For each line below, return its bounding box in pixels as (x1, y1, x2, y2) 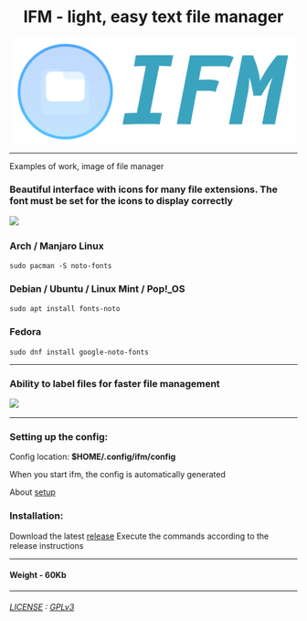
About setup (9, 487, 57, 498)
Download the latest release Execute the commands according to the (9, 530, 270, 541)
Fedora (9, 326, 42, 338)
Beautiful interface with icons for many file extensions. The (9, 183, 279, 196)
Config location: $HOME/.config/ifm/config (9, 451, 176, 463)
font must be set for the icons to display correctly (9, 195, 233, 208)
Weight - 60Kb (9, 570, 67, 581)
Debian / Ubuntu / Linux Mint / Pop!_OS (9, 283, 185, 295)
